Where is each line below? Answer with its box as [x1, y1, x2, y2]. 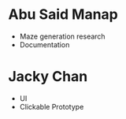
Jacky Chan [8, 68, 88, 86]
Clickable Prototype [19, 102, 84, 111]
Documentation [19, 39, 70, 49]
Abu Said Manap [8, 6, 118, 24]
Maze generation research [19, 32, 106, 41]
